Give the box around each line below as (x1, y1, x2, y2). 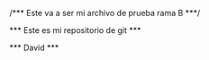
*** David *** (9, 42, 59, 53)
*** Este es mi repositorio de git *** (9, 25, 141, 35)
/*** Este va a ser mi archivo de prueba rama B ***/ (9, 8, 201, 18)
